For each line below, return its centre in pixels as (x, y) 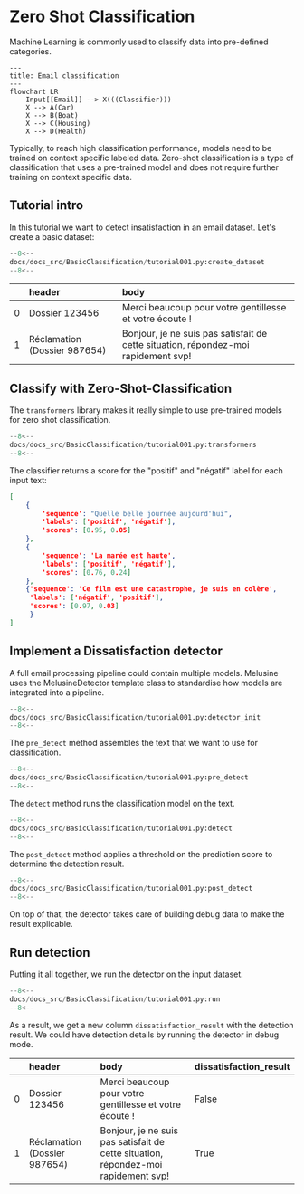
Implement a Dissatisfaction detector (116, 651)
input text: (28, 480)
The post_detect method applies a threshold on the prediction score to (141, 854)
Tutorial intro (47, 205)
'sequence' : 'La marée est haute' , (109, 555)
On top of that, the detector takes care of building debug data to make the (147, 914)
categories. (30, 51)
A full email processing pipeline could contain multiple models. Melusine (144, 673)
